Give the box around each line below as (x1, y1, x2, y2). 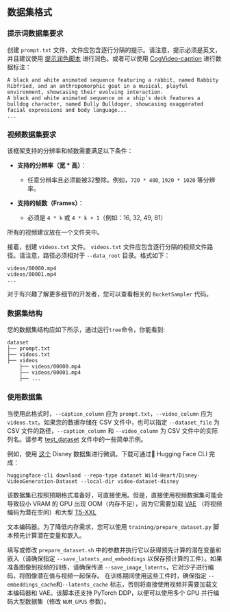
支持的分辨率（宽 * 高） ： (16, 161, 87, 169)
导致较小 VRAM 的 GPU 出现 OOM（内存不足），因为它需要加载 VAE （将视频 (7, 499, 222, 508)
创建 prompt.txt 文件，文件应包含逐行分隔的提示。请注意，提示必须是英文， (7, 45, 221, 54)
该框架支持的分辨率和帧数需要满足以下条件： (7, 146, 133, 154)
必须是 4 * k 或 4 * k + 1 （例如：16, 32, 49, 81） (27, 213, 167, 222)
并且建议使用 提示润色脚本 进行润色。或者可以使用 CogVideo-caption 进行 (7, 54, 216, 62)
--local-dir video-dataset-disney (80, 478, 179, 485)
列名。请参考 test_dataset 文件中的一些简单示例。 (7, 435, 147, 443)
